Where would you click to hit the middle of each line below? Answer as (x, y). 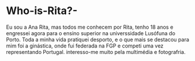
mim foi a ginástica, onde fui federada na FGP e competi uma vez (85, 46)
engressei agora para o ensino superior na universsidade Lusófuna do (91, 33)
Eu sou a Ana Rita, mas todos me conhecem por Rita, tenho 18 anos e (90, 27)
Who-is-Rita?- (42, 11)
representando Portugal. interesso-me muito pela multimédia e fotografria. (96, 52)
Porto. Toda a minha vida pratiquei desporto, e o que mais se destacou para (97, 39)
